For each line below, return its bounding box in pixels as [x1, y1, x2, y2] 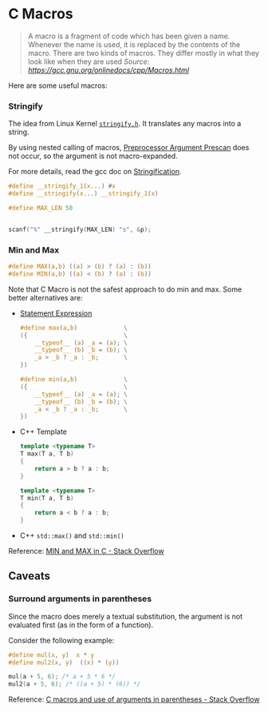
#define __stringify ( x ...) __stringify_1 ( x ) [8, 189, 159, 198]
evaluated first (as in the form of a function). [8, 620, 154, 630]
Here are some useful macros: [8, 81, 108, 90]
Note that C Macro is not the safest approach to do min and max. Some [8, 284, 242, 294]
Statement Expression [19, 308, 93, 318]
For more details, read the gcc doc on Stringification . [8, 167, 182, 177]
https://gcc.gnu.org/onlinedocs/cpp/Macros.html [27, 65, 190, 74]
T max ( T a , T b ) [19, 450, 74, 458]
